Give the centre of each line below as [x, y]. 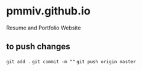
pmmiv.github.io [48, 11]
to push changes [38, 47]
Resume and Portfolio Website [44, 28]
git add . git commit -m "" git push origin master [71, 61]
